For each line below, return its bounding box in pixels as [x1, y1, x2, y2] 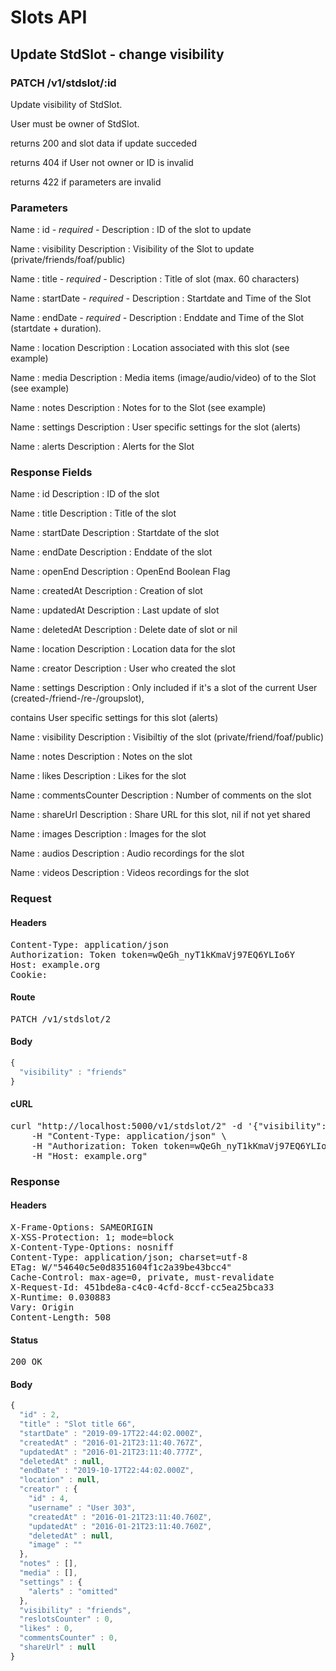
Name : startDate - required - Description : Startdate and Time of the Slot [10, 292, 312, 305]
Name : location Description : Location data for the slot [10, 643, 236, 655]
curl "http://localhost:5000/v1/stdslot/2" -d [10, 1120, 243, 1131]
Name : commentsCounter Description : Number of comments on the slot [10, 789, 312, 801]
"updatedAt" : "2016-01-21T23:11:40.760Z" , [28, 1521, 213, 1531]
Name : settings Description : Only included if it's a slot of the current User [10, 682, 318, 694]
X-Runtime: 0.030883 [10, 1291, 112, 1303]
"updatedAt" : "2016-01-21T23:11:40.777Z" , [19, 1447, 203, 1457]
